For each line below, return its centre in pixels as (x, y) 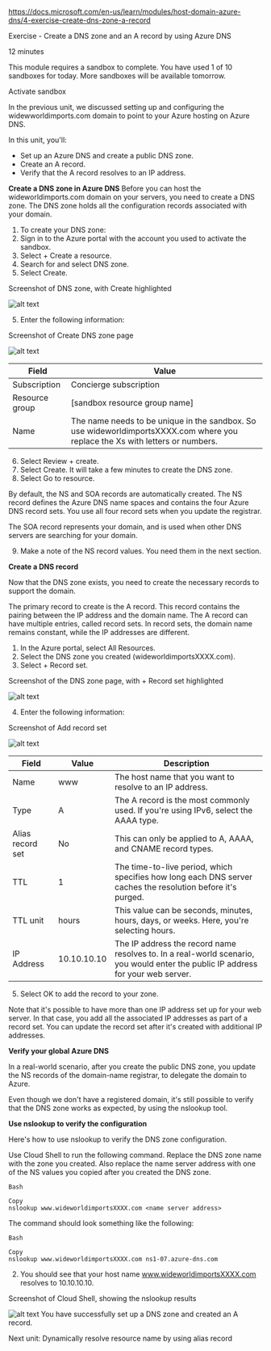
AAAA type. (136, 821)
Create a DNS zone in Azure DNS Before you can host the (105, 188)
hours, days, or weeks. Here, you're (181, 920)
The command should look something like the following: (101, 1223)
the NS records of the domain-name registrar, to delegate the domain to (128, 1075)
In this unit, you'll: (38, 140)
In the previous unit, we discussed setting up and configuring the (116, 107)
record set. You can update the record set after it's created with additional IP (135, 1027)
